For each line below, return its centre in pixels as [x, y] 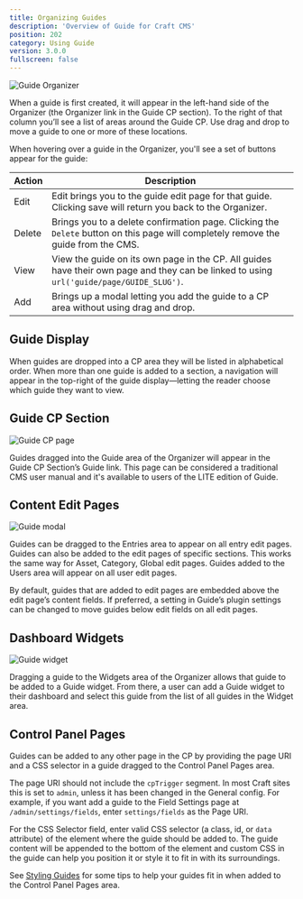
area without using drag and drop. [123, 307]
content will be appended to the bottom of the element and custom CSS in [147, 849]
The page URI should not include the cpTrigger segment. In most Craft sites [150, 783]
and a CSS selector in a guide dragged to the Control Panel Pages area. [142, 766]
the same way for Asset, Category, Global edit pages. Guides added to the [147, 564]
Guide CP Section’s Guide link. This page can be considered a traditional [144, 467]
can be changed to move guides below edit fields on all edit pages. [134, 610]
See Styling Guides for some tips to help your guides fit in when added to [145, 876]
